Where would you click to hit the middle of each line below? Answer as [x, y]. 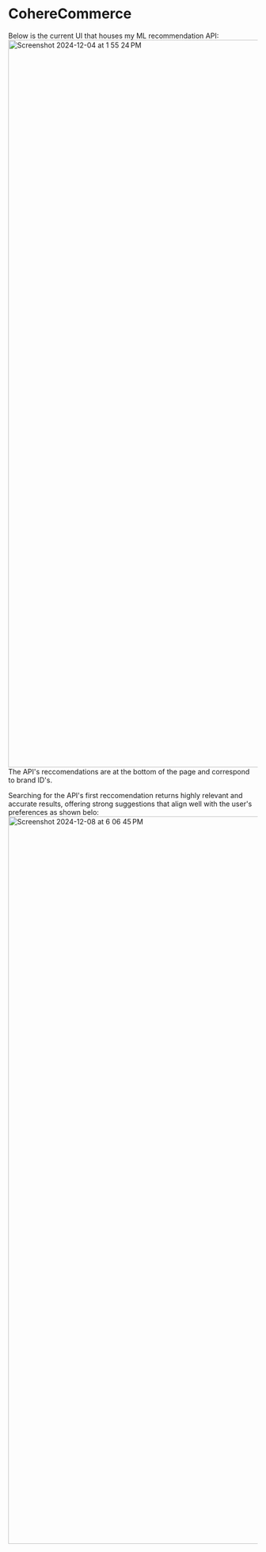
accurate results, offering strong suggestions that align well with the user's [130, 804]
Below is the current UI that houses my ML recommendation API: [114, 36]
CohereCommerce [70, 14]
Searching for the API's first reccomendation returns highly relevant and [125, 795]
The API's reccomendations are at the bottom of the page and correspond [129, 771]
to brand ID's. [30, 780]
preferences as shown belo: [53, 812]
